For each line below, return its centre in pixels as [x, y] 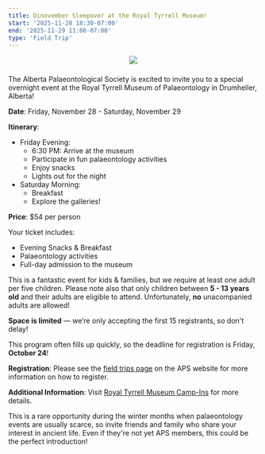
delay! [18, 329]
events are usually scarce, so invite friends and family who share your [122, 425]
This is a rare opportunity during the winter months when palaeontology [126, 416]
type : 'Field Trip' [40, 38]
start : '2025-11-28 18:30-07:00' [63, 23]
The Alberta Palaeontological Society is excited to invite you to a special [126, 80]
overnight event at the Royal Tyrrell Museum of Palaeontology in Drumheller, [133, 87]
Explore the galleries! [66, 202]
